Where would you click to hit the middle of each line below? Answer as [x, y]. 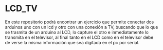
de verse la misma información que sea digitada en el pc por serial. [72, 42]
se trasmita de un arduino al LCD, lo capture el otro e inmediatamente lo [77, 32]
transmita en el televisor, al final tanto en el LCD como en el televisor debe [79, 37]
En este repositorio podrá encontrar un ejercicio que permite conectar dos [80, 22]
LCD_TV [21, 8]
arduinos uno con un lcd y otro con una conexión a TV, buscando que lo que [81, 27]
